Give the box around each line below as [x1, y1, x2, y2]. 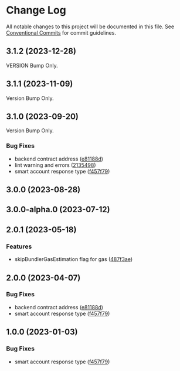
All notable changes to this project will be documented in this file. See [6, 23, 175, 30]
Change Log [6, 4, 66, 17]
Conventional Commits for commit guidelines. [6, 29, 116, 36]
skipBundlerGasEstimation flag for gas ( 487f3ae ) [14, 256, 133, 263]
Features [6, 242, 32, 250]
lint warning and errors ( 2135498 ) [14, 161, 96, 168]
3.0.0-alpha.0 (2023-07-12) [6, 205, 110, 215]
